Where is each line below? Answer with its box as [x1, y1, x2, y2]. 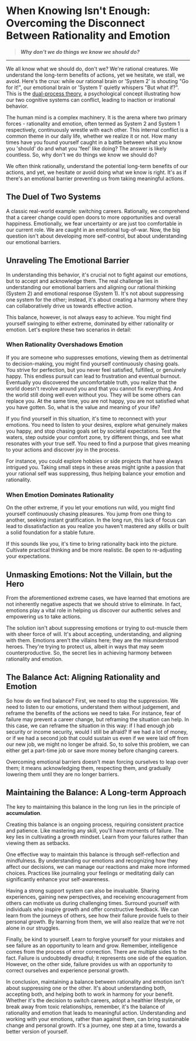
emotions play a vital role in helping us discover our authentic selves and [6, 607, 181, 614]
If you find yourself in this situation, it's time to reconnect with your [6, 415, 167, 422]
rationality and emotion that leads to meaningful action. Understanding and [6, 1009, 187, 1016]
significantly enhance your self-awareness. [6, 875, 110, 882]
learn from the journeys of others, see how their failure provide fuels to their [6, 912, 189, 919]
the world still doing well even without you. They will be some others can [6, 391, 181, 398]
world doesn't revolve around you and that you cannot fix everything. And [6, 385, 184, 392]
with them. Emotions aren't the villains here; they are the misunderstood [6, 636, 179, 643]
